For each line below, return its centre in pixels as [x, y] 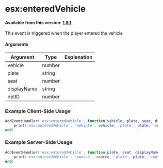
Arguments [17, 44]
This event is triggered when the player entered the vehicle [64, 33]
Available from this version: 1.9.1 [38, 22]
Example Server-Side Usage [39, 142]
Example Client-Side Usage [38, 111]
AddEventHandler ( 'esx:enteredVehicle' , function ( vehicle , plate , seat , [79, 121]
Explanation [79, 57]
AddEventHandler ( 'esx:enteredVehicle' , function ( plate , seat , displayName [82, 152]
